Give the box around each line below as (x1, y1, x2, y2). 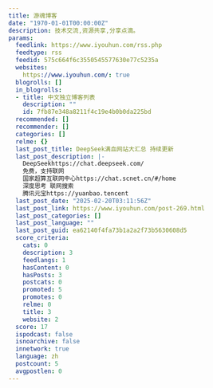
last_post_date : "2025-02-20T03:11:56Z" (15, 197, 152, 205)
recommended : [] (15, 116, 69, 123)
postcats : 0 (22, 278, 62, 287)
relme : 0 (22, 300, 52, 308)
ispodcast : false (15, 330, 73, 339)
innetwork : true (15, 345, 69, 353)
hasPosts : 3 (22, 271, 62, 279)
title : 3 (22, 308, 52, 315)
